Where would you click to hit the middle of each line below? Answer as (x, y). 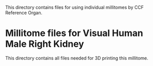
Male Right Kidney (45, 44)
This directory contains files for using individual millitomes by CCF (74, 7)
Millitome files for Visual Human (74, 33)
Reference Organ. (24, 13)
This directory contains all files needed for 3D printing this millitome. (77, 58)
